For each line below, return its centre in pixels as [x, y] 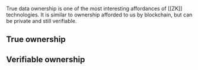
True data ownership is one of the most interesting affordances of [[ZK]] [94, 9]
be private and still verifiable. [41, 21]
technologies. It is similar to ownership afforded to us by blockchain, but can [99, 15]
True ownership [36, 40]
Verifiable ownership [46, 59]
